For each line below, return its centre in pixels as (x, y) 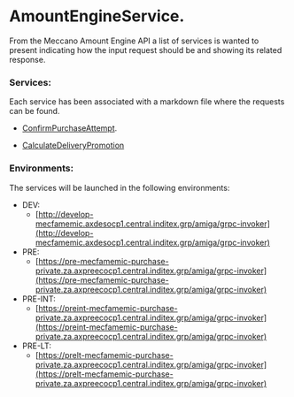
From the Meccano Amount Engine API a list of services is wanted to (134, 41)
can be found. (35, 111)
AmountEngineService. (97, 16)
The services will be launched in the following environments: (120, 187)
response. (27, 59)
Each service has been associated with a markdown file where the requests (147, 102)
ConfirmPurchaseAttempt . (70, 128)
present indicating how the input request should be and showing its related (146, 50)
